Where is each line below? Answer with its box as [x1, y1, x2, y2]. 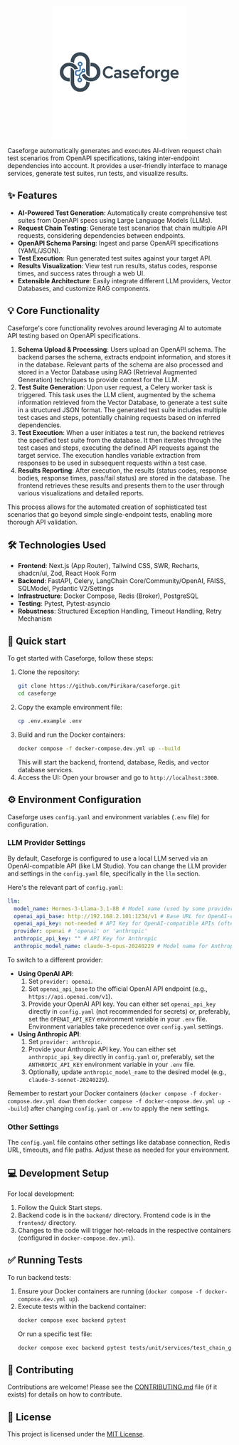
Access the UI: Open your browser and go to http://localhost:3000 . [17, 773, 219, 782]
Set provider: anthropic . [28, 1037, 103, 1046]
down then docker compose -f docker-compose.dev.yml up [58, 1096, 225, 1105]
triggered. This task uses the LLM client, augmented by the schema [17, 390, 216, 399]
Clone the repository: [17, 668, 80, 676]
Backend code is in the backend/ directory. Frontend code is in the [17, 1211, 211, 1219]
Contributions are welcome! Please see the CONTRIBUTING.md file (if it [7, 1383, 218, 1392]
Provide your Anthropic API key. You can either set [28, 1045, 176, 1053]
